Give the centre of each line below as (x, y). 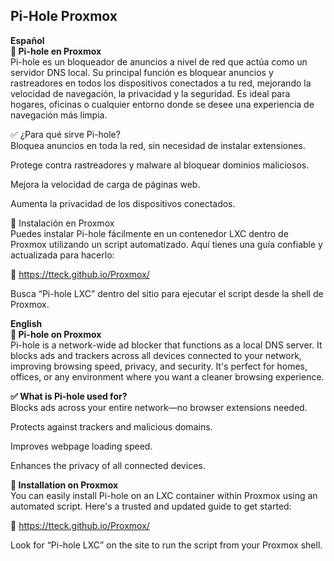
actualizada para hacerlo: (62, 255)
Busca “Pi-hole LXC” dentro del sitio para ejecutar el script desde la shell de (167, 293)
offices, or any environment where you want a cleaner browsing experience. (167, 376)
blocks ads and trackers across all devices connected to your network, (156, 355)
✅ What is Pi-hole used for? (69, 396)
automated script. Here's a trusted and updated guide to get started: (151, 506)
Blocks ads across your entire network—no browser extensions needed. (159, 407)
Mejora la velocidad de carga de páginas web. (105, 184)
